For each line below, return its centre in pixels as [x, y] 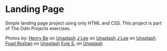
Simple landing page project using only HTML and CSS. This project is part [83, 23]
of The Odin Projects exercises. [38, 28]
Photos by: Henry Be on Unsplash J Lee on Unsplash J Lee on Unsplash [80, 38]
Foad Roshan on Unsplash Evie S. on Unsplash [54, 43]
